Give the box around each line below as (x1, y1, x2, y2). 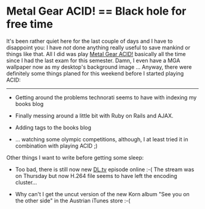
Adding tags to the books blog (15, 124, 92, 131)
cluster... (15, 179, 37, 186)
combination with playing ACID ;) (15, 142, 98, 149)
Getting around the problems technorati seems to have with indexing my (15, 93, 197, 101)
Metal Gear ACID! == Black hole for (6, 4, 187, 18)
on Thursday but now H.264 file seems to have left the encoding (15, 172, 178, 179)
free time (6, 17, 53, 31)
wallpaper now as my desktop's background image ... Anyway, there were (6, 63, 192, 71)
